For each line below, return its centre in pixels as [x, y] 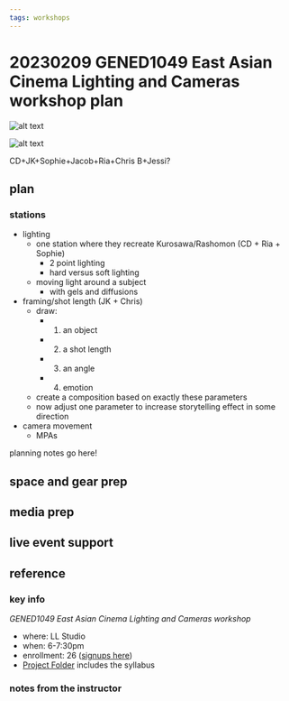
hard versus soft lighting [94, 272]
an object [80, 330]
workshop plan [67, 101]
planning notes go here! [53, 453]
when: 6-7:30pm [53, 646]
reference [37, 573]
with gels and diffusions [94, 292]
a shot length [87, 349]
